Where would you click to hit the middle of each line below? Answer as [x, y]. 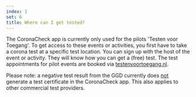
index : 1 [17, 11]
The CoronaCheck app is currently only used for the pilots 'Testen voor [92, 39]
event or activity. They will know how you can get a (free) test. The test [92, 58]
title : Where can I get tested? [45, 22]
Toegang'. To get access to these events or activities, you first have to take [97, 45]
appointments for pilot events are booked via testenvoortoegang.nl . [87, 64]
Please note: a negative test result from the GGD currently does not [87, 76]
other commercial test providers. [45, 88]
